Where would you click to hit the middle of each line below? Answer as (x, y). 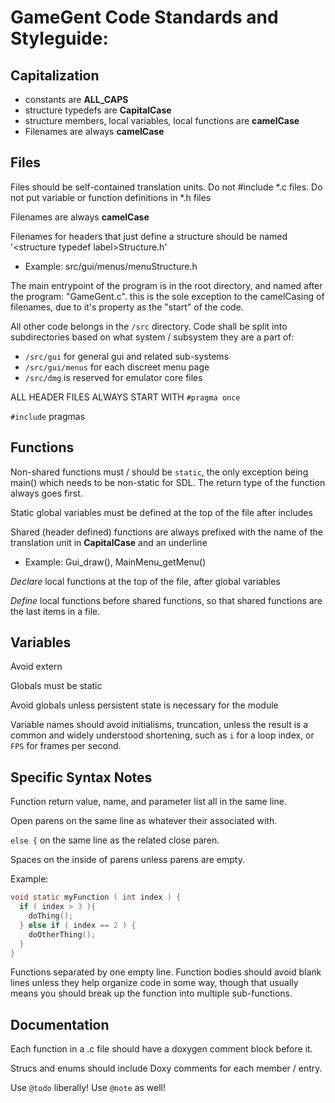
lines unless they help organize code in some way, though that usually (154, 983)
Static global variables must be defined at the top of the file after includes (161, 512)
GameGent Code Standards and (144, 17)
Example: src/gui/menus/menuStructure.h (111, 266)
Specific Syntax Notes (81, 777)
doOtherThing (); (62, 934)
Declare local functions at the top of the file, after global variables (145, 581)
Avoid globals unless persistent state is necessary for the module (144, 705)
